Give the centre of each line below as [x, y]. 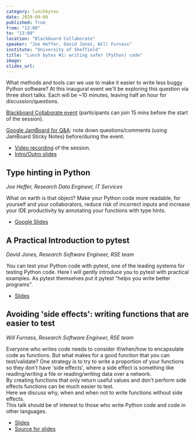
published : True [26, 22]
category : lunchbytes [32, 11]
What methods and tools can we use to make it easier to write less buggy [94, 83]
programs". [20, 284]
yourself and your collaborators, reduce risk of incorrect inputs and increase [98, 204]
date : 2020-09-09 [27, 17]
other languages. [27, 411]
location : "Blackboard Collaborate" [51, 39]
